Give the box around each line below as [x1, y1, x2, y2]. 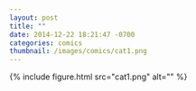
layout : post [9, 13, 59, 23]
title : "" [9, 22, 47, 31]
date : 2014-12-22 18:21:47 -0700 [9, 30, 135, 39]
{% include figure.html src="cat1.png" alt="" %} [9, 71, 188, 82]
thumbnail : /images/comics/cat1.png [9, 47, 147, 56]
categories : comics [9, 38, 83, 48]
